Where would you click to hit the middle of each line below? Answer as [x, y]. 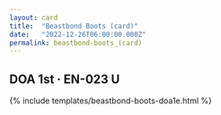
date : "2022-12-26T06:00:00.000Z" [78, 34]
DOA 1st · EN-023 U [65, 79]
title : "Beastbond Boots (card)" [74, 26]
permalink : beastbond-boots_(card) [76, 43]
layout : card [34, 18]
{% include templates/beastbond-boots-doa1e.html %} [111, 101]
